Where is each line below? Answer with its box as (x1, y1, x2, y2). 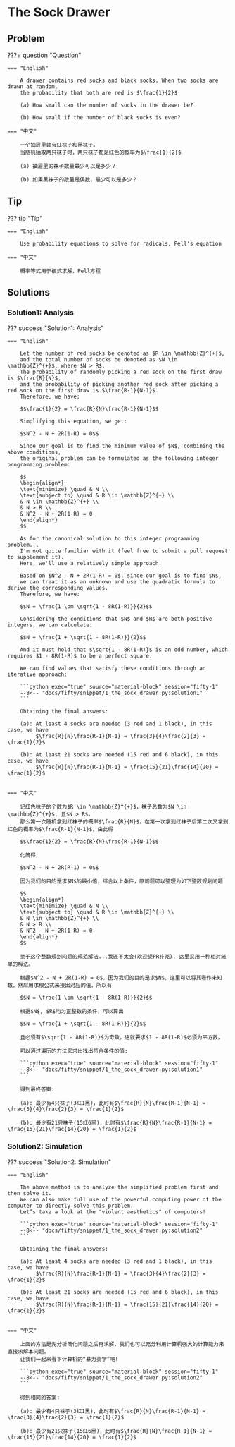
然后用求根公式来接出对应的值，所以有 (17, 981, 113, 988)
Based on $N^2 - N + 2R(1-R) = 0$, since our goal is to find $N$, (20, 572, 222, 579)
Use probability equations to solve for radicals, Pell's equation (20, 240, 222, 247)
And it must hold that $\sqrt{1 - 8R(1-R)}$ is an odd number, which (20, 646, 229, 653)
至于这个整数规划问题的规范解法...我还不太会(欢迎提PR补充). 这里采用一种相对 (20, 953, 222, 960)
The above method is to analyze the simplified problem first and (20, 1183, 219, 1191)
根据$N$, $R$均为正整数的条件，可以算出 (20, 1007, 125, 1015)
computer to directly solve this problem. (7, 1202, 134, 1209)
